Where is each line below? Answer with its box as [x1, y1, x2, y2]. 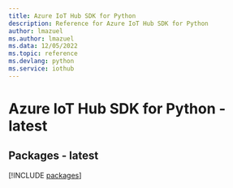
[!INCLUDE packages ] [8, 170, 82, 180]
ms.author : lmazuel [8, 34, 75, 43]
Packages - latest [8, 149, 99, 163]
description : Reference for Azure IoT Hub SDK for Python [8, 19, 209, 28]
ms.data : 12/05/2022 [8, 42, 79, 50]
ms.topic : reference [8, 49, 79, 58]
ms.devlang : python [8, 58, 75, 66]
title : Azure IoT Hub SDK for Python [8, 11, 136, 20]
